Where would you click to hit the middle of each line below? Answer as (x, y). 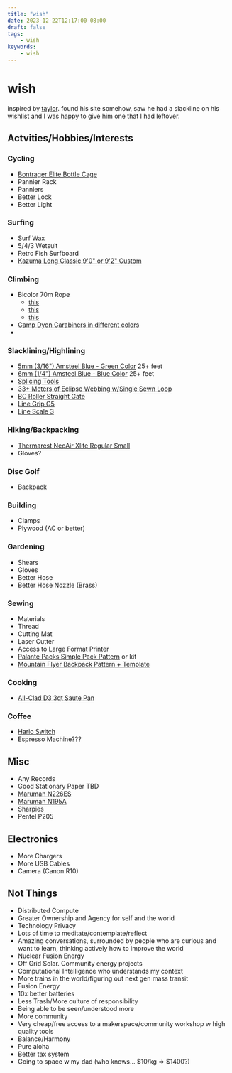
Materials (31, 618)
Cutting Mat (35, 634)
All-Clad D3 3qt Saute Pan (56, 698)
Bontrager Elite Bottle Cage (57, 174)
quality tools (35, 1031)
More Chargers (40, 856)
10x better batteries (46, 993)
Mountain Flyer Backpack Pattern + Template (84, 664)
